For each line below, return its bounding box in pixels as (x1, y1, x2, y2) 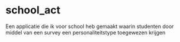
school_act (5, 3, 61, 17)
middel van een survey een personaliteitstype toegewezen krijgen (5, 29, 166, 36)
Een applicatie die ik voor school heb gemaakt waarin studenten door (5, 23, 174, 30)
